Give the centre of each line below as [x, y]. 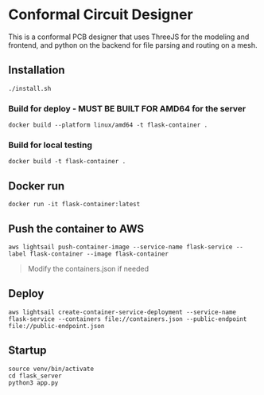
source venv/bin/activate [51, 369]
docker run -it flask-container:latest [74, 205]
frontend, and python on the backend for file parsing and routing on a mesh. [133, 45]
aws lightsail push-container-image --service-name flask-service [120, 247]
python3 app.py [33, 383]
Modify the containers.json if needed [88, 268]
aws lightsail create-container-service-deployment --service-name [122, 312]
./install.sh [30, 88]
